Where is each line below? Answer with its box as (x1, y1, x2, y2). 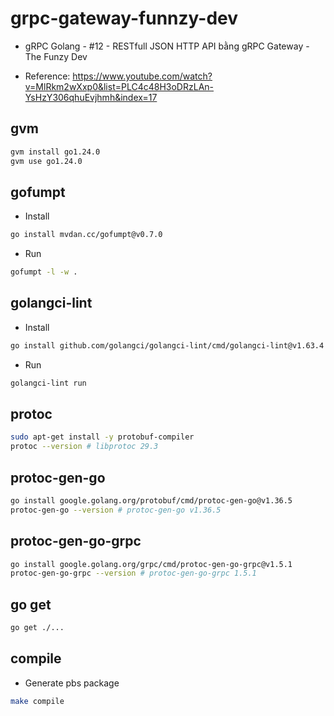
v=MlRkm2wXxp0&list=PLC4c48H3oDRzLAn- (24, 80, 215, 92)
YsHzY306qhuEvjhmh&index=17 (24, 91, 158, 103)
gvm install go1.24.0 (10, 147, 101, 157)
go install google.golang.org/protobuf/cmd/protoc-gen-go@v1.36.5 (10, 496, 293, 506)
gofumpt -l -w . (10, 267, 78, 277)
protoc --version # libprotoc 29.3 (10, 442, 159, 452)
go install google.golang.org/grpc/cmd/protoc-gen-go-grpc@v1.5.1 (10, 559, 293, 569)
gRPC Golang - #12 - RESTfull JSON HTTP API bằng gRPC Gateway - (24, 40, 310, 52)
